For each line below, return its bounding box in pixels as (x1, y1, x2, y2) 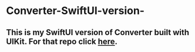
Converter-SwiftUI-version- (6, 4, 145, 18)
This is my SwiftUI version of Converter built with (6, 27, 190, 37)
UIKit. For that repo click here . (6, 36, 118, 46)
